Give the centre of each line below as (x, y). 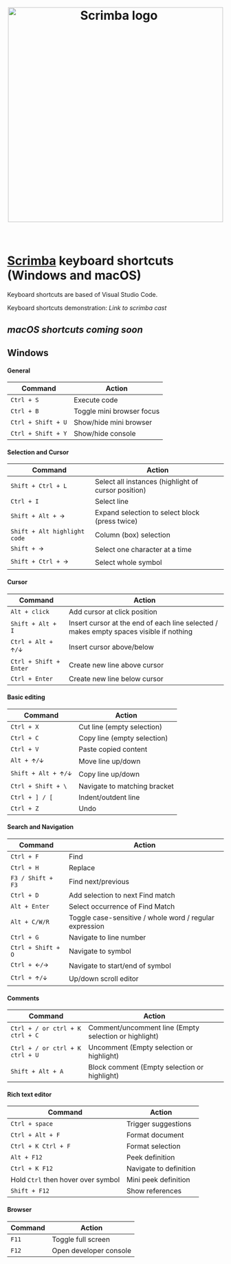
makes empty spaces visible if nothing (131, 631)
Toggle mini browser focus (117, 411)
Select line (112, 502)
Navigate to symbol (100, 951)
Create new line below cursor (116, 678)
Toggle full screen (81, 1239)
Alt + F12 (26, 1157)
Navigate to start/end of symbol (120, 966)
